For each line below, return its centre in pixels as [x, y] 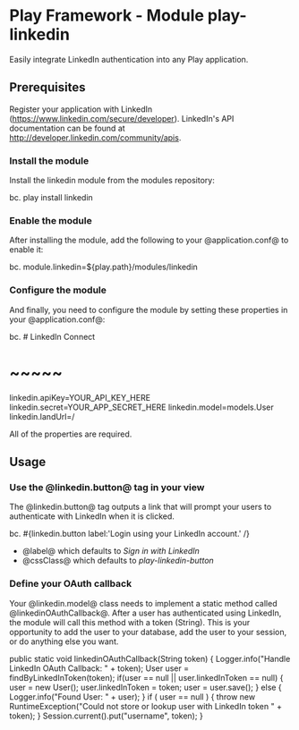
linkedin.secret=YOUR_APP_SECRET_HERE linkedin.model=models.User [142, 407]
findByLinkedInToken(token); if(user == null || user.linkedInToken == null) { [146, 677]
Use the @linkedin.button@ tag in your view [107, 487]
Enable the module [51, 220]
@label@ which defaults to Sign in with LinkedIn [111, 551]
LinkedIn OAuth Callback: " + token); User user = [99, 668]
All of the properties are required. [71, 434]
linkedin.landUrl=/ [42, 416]
